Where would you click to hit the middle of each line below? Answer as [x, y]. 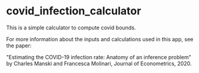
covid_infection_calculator [74, 11]
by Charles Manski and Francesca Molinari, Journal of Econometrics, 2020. [99, 63]
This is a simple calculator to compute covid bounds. [71, 28]
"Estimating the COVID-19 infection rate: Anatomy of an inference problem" [99, 57]
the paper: [19, 45]
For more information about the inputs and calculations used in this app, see [100, 39]
